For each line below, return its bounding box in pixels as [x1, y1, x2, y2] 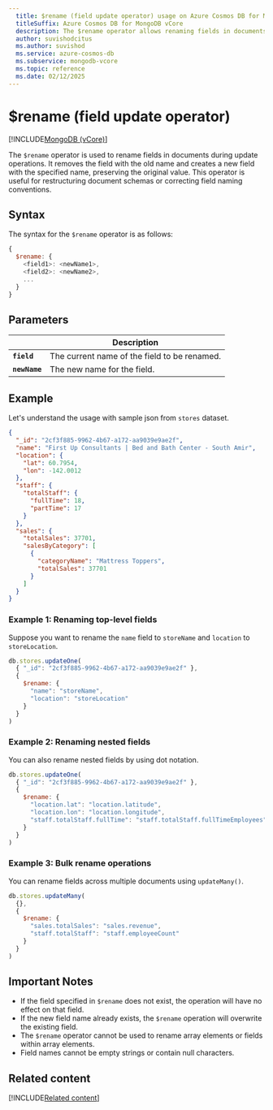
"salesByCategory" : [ [23, 542, 96, 551]
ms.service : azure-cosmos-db [15, 50, 115, 58]
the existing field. [19, 1022, 79, 1032]
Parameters [8, 313, 69, 326]
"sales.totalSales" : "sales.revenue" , [29, 922, 162, 931]
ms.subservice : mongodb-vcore [15, 58, 118, 66]
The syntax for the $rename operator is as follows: [8, 229, 173, 240]
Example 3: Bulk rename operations [8, 857, 152, 869]
